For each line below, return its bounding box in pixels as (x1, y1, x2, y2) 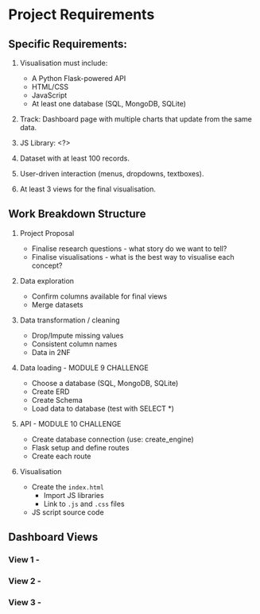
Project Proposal (19, 228, 75, 237)
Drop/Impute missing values (31, 330, 124, 340)
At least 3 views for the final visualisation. (19, 184, 157, 194)
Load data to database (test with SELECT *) (31, 404, 175, 413)
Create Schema (31, 395, 83, 404)
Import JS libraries (43, 490, 105, 500)
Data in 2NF (31, 347, 71, 357)
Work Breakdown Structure (8, 207, 146, 221)
